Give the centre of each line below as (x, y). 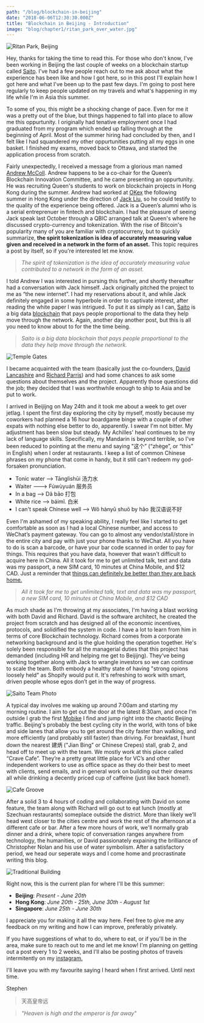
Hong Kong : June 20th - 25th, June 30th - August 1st (83, 902)
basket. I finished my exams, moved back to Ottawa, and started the (92, 148)
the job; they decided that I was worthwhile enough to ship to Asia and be (99, 388)
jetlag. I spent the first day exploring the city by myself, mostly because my (100, 413)
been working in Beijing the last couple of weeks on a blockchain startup (97, 65)
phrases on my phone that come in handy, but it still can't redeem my (93, 460)
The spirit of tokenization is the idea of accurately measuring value (106, 263)
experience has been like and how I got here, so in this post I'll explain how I (102, 78)
